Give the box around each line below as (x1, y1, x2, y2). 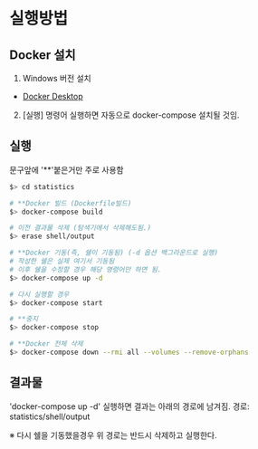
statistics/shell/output (9, 411, 91, 422)
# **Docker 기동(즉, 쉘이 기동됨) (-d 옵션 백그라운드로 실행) (9, 248, 219, 258)
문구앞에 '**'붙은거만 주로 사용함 (9, 164, 124, 175)
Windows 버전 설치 (22, 73, 92, 83)
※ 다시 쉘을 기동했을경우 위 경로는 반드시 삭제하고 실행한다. (9, 429, 217, 440)
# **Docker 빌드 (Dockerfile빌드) (9, 198, 132, 208)
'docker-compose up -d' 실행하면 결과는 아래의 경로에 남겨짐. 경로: (9, 400, 251, 412)
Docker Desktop (22, 91, 83, 101)
